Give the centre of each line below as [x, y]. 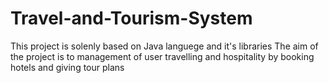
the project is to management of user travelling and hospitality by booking [162, 56]
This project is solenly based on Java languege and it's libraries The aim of [164, 46]
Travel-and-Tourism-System [131, 18]
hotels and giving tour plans [67, 67]
